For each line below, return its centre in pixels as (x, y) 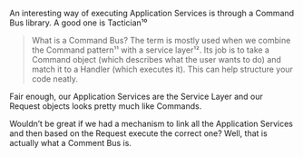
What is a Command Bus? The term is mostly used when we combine (161, 40)
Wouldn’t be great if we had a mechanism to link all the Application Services (151, 123)
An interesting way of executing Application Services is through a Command (152, 13)
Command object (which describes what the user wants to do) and (156, 59)
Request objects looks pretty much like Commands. (106, 106)
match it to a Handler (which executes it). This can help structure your (162, 69)
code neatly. (55, 79)
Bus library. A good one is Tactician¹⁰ (78, 23)
